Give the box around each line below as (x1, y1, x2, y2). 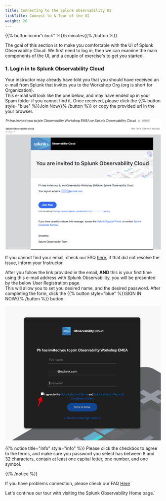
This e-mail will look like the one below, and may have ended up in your (5, 92, 151, 98)
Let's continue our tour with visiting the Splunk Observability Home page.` (5, 490, 156, 496)
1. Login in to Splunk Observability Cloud (5, 65, 105, 72)
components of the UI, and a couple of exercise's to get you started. (5, 53, 144, 59)
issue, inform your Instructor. (5, 260, 64, 266)
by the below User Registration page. (5, 280, 81, 286)
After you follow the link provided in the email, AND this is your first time (5, 270, 152, 276)
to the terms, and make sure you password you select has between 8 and (5, 451, 155, 457)
